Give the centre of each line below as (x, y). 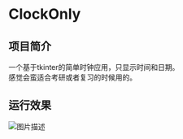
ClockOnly (45, 14)
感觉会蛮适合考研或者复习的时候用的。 (72, 77)
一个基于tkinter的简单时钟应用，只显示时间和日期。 (94, 67)
